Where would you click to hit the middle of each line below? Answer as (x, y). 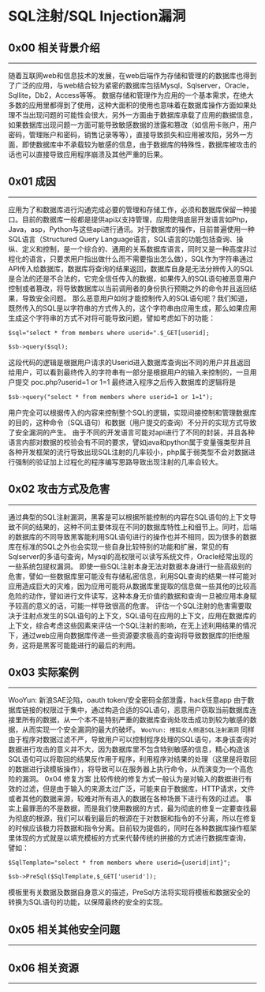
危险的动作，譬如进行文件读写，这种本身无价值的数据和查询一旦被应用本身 (129, 595)
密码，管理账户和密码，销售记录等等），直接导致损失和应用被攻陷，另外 (124, 134)
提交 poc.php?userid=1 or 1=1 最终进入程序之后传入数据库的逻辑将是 (125, 382)
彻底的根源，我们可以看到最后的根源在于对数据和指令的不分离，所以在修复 (136, 819)
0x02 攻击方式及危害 (59, 489)
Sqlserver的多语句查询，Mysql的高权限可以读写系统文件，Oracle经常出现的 (131, 556)
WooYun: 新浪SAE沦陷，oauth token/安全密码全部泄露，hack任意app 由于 (128, 700)
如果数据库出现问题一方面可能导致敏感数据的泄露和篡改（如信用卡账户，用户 (132, 125)
